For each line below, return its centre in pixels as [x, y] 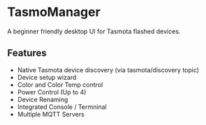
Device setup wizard [47, 77]
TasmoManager [54, 12]
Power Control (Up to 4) [52, 92]
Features [27, 53]
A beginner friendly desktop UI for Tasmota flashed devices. [94, 31]
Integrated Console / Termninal [62, 107]
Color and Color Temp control [60, 85]
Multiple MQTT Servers [51, 114]
